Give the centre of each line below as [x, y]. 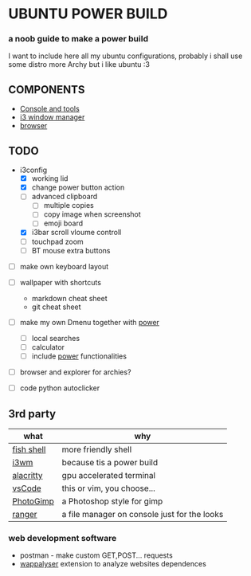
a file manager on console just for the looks [143, 514]
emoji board [63, 223]
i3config [33, 170]
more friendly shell [97, 449]
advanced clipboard [65, 197]
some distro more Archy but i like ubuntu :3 [79, 65]
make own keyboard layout [64, 266]
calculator [48, 347]
